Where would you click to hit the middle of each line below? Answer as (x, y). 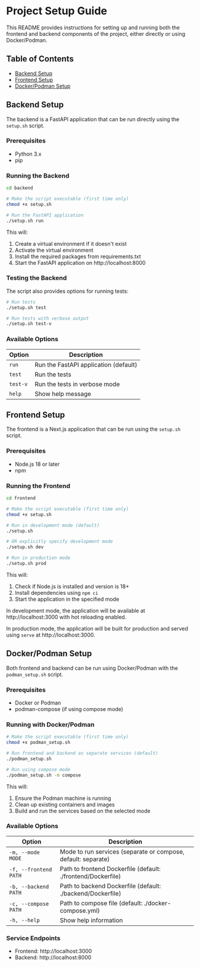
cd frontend (21, 498)
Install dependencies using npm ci (56, 592)
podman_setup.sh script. (35, 674)
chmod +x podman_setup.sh (38, 743)
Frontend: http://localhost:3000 (53, 951)
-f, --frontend (31, 869)
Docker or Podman (38, 703)
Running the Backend (38, 175)
